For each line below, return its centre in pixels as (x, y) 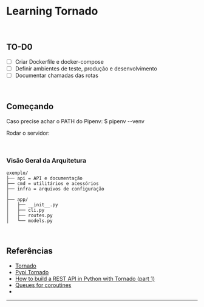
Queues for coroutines (43, 285)
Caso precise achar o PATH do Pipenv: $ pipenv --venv (75, 121)
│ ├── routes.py (29, 216)
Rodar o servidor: (28, 133)
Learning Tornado (52, 11)
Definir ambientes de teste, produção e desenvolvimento (86, 69)
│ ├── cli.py (25, 211)
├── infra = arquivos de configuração (55, 189)
